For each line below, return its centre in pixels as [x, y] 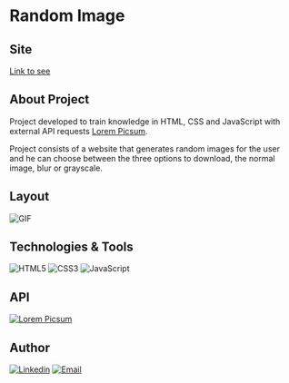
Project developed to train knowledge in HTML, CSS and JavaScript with [145, 121]
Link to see [30, 71]
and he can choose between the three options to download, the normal [142, 158]
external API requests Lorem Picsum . [79, 131]
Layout [30, 196]
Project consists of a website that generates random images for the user [144, 148]
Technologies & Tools [71, 247]
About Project [50, 99]
